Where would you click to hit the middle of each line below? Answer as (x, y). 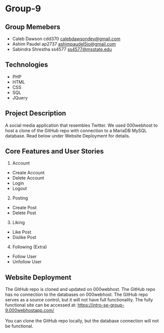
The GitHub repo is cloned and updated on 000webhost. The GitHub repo (80, 289)
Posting (20, 198)
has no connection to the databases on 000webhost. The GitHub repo (77, 294)
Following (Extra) (29, 247)
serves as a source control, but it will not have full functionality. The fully (79, 300)
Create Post (24, 208)
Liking (19, 223)
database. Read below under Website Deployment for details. (68, 136)
